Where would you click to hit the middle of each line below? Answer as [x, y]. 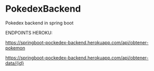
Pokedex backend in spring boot [39, 23]
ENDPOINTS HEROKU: [29, 32]
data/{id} [15, 63]
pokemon [15, 48]
